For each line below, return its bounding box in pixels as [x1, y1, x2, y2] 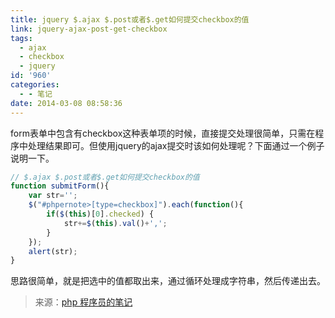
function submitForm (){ [10, 181, 110, 191]
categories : [10, 80, 60, 90]
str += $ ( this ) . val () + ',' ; [63, 218, 168, 228]
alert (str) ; [28, 246, 78, 256]
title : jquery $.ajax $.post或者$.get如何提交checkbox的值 [10, 14, 250, 25]
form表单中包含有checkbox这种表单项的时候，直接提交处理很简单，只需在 [10, 127, 316, 139]
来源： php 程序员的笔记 [34, 296, 133, 308]
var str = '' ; [28, 191, 78, 201]
